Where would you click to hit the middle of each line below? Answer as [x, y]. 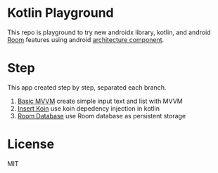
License [31, 144]
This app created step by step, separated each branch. [87, 87]
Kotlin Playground [60, 13]
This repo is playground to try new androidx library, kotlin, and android [109, 32]
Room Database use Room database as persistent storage [102, 116]
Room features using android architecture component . [86, 39]
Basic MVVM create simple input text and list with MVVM [100, 101]
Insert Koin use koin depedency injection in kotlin [89, 108]
